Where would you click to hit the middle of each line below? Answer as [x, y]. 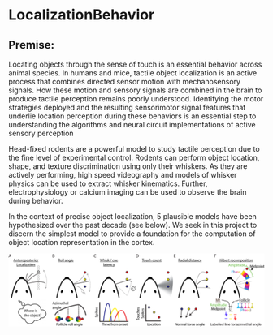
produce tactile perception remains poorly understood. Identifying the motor [136, 99]
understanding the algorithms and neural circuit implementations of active [132, 125]
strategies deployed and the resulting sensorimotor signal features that [127, 107]
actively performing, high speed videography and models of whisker [123, 175]
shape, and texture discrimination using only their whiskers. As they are [128, 166]
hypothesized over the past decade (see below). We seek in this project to [133, 225]
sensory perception [41, 133]
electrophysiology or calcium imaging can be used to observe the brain [128, 192]
